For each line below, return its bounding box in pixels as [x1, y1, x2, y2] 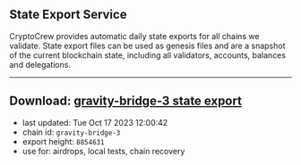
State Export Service [9, 7, 127, 22]
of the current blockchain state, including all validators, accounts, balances [9, 49, 287, 61]
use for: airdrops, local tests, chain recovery [21, 145, 185, 156]
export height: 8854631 [21, 136, 105, 146]
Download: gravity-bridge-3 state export [9, 94, 242, 109]
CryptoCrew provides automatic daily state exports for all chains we [9, 30, 260, 41]
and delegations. [9, 59, 72, 70]
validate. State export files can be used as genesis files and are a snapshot [9, 40, 286, 51]
